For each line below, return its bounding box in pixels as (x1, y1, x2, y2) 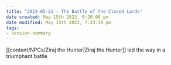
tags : (6, 25, 19, 31)
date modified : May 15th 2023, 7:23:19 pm (6, 19, 111, 25)
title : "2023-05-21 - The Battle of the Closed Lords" (6, 8, 143, 15)
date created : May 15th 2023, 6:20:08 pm (6, 14, 109, 20)
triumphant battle (6, 53, 48, 60)
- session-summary (6, 30, 51, 36)
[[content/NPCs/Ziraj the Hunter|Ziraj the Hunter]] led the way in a (6, 46, 166, 53)
